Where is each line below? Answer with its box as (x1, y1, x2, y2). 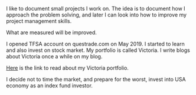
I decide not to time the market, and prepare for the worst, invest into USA (6, 76, 186, 83)
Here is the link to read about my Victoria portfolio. (6, 64, 129, 71)
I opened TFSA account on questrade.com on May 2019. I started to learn (6, 41, 185, 47)
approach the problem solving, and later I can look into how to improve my (6, 11, 187, 18)
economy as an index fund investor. (6, 82, 93, 89)
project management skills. (6, 18, 72, 24)
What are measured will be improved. (6, 29, 97, 36)
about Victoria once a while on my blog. (6, 53, 103, 60)
